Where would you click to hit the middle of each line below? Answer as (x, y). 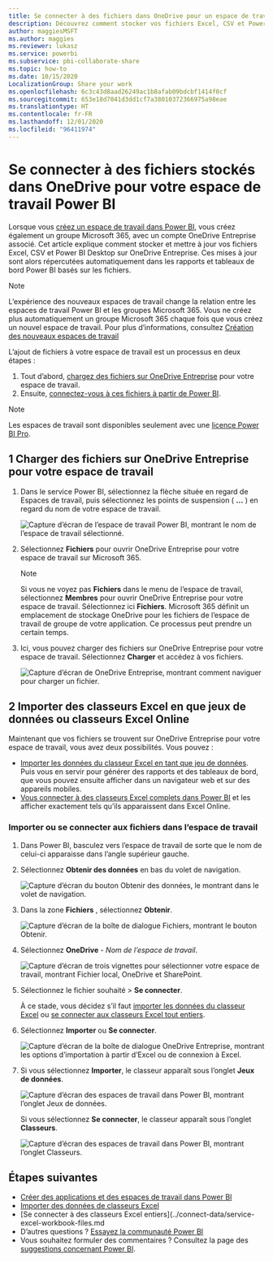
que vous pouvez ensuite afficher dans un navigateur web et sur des (135, 781)
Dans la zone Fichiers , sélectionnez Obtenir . (96, 910)
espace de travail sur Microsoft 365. (81, 557)
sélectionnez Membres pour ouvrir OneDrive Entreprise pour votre (132, 598)
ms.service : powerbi (43, 54)
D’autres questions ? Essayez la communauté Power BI (112, 1232)
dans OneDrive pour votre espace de (135, 187)
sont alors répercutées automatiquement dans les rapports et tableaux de (132, 261)
